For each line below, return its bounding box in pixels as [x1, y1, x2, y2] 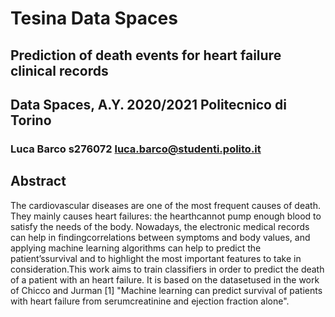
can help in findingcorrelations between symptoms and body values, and [10, 231, 311, 243]
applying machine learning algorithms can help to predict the [10, 242, 262, 254]
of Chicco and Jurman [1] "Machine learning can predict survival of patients [10, 284, 323, 296]
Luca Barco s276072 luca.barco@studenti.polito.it [10, 142, 262, 156]
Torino [10, 112, 52, 129]
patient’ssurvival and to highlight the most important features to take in [10, 252, 302, 264]
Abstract [10, 173, 67, 190]
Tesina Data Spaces [10, 7, 178, 30]
